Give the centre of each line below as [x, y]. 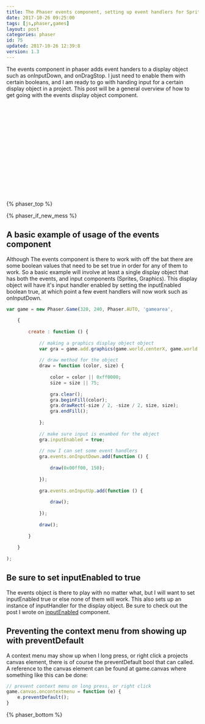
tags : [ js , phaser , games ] [38, 23]
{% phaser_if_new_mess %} [42, 215]
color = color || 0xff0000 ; [85, 377]
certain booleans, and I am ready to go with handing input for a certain [95, 82]
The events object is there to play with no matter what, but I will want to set [101, 592]
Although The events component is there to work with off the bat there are [100, 259]
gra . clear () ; [67, 394]
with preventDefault [45, 641]
